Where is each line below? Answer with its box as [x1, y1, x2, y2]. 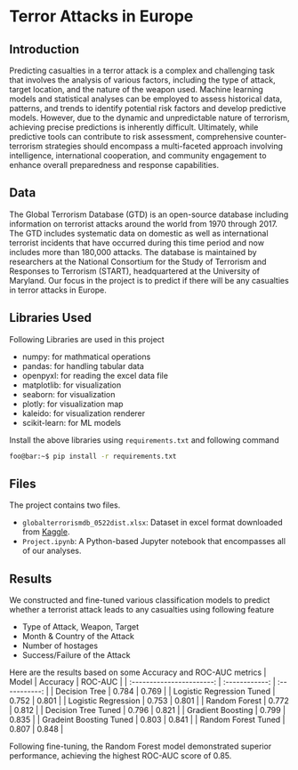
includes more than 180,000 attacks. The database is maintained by [9, 246, 257, 257]
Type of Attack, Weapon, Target [21, 622, 140, 632]
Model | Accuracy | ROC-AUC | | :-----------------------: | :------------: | [9, 677, 276, 687]
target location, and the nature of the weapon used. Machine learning [9, 84, 264, 94]
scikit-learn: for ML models [21, 417, 122, 428]
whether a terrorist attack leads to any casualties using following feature [9, 605, 274, 615]
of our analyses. [21, 545, 82, 557]
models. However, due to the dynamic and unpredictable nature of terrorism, [9, 113, 290, 123]
